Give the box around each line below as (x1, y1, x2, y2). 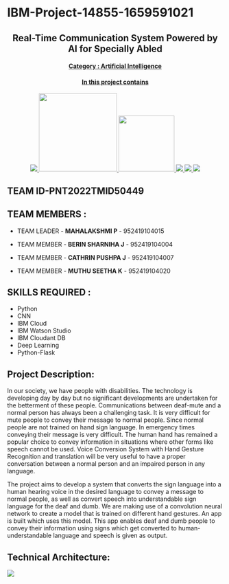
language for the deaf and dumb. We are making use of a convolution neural (7, 502, 223, 510)
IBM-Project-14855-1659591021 (7, 5, 194, 21)
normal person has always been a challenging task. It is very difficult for (7, 409, 210, 417)
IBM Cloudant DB (16, 334, 67, 342)
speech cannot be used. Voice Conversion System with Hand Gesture (7, 445, 204, 453)
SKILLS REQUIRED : (7, 287, 91, 298)
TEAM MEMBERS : (7, 208, 87, 221)
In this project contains (82, 78, 149, 86)
